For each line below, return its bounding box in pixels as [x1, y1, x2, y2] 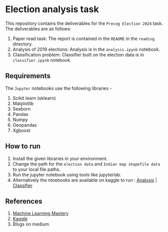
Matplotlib [12, 100, 34, 106]
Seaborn [12, 105, 31, 112]
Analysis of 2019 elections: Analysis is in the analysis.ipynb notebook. [12, 46, 160, 52]
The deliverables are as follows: [5, 25, 72, 31]
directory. [12, 41, 33, 47]
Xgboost [12, 127, 30, 133]
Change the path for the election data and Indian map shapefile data [12, 161, 160, 167]
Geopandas [12, 122, 37, 128]
